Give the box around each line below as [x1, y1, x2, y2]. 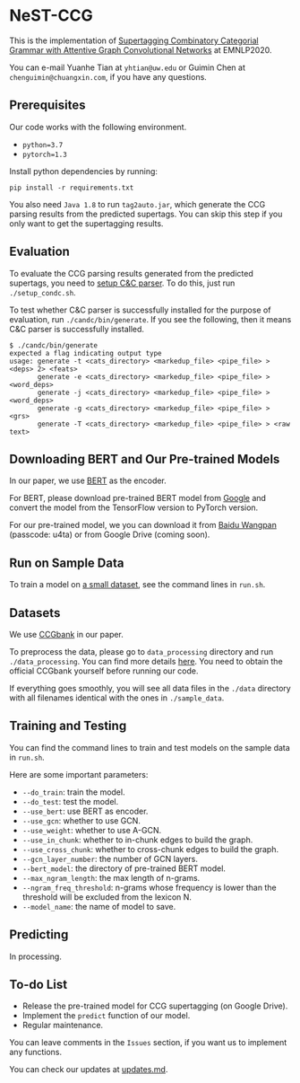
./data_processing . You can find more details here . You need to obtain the [9, 656, 284, 666]
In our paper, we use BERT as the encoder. [9, 475, 167, 486]
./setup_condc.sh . [9, 286, 76, 297]
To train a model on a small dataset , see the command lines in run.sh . [9, 579, 266, 590]
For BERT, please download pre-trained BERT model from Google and [9, 493, 267, 504]
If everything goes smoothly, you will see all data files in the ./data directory [9, 683, 291, 693]
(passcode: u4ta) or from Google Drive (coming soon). [9, 529, 210, 540]
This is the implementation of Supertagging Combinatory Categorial [9, 35, 259, 46]
